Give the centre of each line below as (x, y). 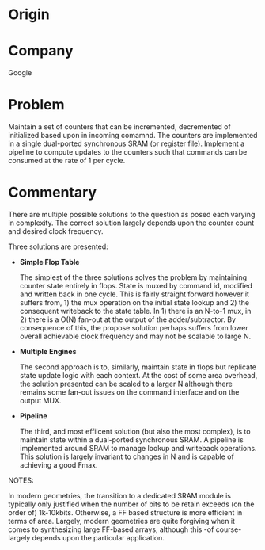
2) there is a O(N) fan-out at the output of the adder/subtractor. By (127, 319)
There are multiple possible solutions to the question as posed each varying (132, 214)
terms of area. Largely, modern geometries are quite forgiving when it (122, 521)
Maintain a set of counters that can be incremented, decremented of (119, 127)
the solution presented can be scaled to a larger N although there (126, 384)
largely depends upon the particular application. (86, 538)
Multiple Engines (48, 351)
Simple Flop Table (49, 262)
